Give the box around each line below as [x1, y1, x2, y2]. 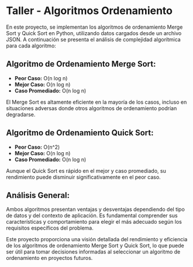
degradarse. [6, 111, 36, 118]
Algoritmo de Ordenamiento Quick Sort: [6, 128, 154, 138]
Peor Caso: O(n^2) [14, 143, 60, 150]
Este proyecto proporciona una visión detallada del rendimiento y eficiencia [6, 236, 188, 243]
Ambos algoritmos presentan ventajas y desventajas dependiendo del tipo [6, 206, 185, 213]
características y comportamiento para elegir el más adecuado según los [6, 218, 182, 225]
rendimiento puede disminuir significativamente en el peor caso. [6, 173, 161, 180]
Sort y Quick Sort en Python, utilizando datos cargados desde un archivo [6, 29, 182, 36]
